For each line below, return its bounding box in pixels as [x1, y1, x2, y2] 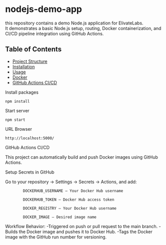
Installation [12, 63, 35, 69]
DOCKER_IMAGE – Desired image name [23, 215, 97, 220]
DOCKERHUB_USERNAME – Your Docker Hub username [23, 188, 123, 193]
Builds [5, 229, 18, 235]
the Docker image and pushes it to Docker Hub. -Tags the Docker [19, 229, 153, 235]
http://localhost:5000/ [5, 136, 55, 141]
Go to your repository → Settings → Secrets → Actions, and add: [5, 179, 137, 185]
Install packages [5, 89, 39, 95]
